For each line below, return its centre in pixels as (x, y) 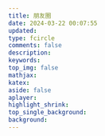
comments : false (35, 46)
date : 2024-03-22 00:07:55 (53, 23)
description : (30, 53)
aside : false (30, 90)
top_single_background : (48, 113)
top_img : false (33, 68)
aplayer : (23, 98)
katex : (19, 82)
